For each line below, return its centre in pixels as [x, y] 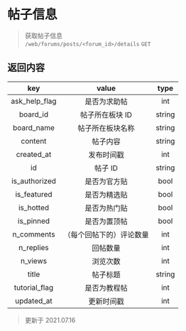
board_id [33, 114]
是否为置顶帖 [106, 221]
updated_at [34, 300]
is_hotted [34, 207]
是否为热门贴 [106, 208]
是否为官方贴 [106, 181]
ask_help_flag [34, 101]
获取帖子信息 [43, 36]
